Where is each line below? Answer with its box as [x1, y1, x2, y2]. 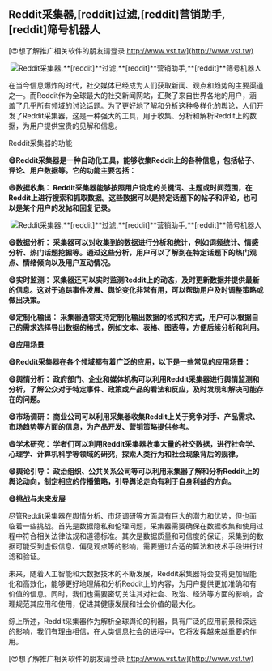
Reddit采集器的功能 [8, 138, 73, 147]
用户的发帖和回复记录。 [36, 203, 115, 212]
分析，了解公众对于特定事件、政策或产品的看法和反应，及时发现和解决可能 [8, 384, 257, 394]
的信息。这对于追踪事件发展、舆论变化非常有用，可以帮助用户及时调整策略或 [8, 284, 264, 294]
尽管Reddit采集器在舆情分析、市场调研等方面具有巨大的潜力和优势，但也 [8, 511, 250, 520]
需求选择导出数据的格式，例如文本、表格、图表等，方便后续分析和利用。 [22, 323, 264, 332]
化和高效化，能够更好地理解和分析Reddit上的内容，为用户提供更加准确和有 [8, 579, 257, 588]
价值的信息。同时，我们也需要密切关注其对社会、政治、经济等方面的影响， [8, 588, 257, 598]
